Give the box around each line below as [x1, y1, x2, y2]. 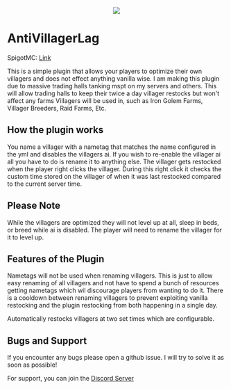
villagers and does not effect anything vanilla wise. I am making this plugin [7, 74, 220, 83]
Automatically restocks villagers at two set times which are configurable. [7, 315, 215, 323]
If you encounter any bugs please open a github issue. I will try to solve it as [7, 354, 224, 362]
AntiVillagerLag [7, 31, 100, 47]
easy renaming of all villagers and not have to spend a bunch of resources [7, 279, 220, 287]
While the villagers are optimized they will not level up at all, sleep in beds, [7, 218, 220, 226]
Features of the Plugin [7, 253, 105, 264]
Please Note [7, 200, 61, 212]
